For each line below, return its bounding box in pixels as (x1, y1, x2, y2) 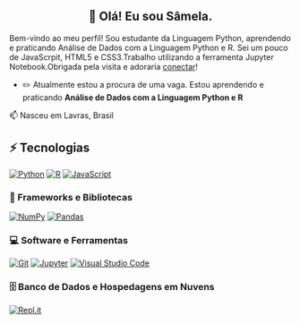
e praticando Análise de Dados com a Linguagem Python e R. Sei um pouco (9, 42, 288, 53)
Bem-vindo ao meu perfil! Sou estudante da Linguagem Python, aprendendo (9, 32, 291, 43)
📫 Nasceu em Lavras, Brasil (9, 109, 114, 121)
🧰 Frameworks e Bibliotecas (9, 191, 133, 203)
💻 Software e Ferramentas (9, 234, 128, 246)
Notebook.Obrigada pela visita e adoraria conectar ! (9, 61, 199, 72)
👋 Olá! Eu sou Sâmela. (88, 9, 213, 24)
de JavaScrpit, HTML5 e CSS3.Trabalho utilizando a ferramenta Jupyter (9, 51, 275, 63)
